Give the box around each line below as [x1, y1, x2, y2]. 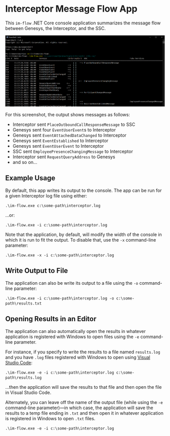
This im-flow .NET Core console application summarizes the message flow [5, 20, 161, 26]
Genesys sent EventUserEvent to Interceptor [12, 143, 104, 149]
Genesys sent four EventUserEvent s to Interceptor [12, 127, 116, 133]
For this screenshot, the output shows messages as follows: [5, 112, 130, 118]
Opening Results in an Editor [5, 315, 97, 323]
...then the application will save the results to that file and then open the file [5, 384, 162, 390]
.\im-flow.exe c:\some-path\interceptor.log [5, 203, 101, 208]
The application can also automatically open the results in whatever [5, 328, 146, 334]
